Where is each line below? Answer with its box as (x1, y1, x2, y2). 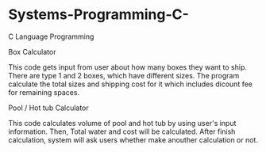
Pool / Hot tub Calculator (8, 103, 89, 112)
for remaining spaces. (8, 87, 80, 97)
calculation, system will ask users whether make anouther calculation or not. (8, 135, 258, 144)
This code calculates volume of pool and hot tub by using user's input (8, 118, 237, 127)
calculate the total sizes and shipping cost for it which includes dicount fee (8, 79, 253, 89)
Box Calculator (8, 47, 56, 56)
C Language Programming (8, 32, 94, 41)
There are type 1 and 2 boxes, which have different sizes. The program (8, 70, 240, 80)
